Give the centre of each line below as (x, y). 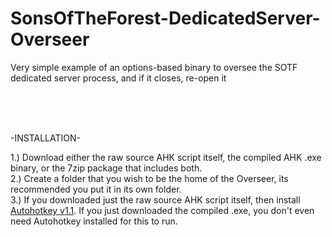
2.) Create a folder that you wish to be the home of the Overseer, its (149, 178)
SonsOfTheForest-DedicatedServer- (165, 18)
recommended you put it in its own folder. (96, 189)
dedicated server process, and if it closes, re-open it (118, 78)
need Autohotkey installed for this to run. (94, 221)
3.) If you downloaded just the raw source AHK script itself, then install (155, 199)
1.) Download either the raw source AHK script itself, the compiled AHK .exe (166, 157)
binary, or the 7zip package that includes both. (106, 168)
